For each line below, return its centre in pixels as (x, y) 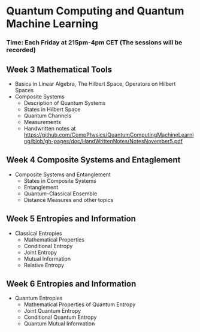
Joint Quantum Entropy (52, 311)
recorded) (21, 50)
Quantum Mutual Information (59, 324)
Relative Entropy (44, 265)
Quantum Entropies (39, 298)
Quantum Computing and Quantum (95, 11)
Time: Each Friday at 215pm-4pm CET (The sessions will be (94, 43)
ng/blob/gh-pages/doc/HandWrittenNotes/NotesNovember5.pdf (103, 141)
